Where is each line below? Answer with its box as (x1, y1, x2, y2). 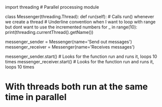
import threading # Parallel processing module (5, 4, 99, 10)
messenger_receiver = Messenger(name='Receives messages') (5, 44, 135, 50)
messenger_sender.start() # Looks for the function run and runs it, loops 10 (5, 53, 158, 59)
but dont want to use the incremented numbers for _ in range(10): (5, 24, 137, 30)
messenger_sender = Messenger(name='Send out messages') (5, 39, 132, 45)
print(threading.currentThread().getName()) (5, 29, 94, 35)
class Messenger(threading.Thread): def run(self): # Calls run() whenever (5, 14, 154, 19)
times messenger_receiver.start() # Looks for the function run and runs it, (5, 59, 154, 64)
